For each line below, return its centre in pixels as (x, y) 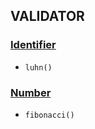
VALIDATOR (47, 16)
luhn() (38, 67)
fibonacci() (49, 115)
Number (31, 92)
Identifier (33, 45)
